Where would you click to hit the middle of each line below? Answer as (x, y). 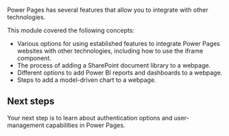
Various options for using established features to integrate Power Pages (119, 43)
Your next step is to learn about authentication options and (90, 118)
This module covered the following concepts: (71, 30)
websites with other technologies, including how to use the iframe (110, 51)
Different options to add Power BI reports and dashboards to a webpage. (120, 72)
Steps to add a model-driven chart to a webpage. (86, 80)
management (26, 125)
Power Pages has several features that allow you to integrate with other (108, 10)
